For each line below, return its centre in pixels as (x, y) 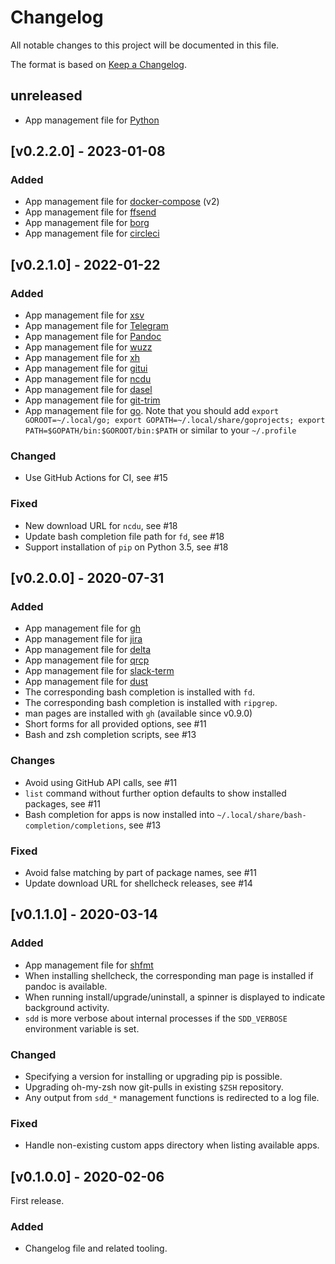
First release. (37, 1201)
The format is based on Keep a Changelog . (98, 64)
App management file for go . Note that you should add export (152, 411)
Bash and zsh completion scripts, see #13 (110, 735)
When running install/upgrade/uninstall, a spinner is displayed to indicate (175, 997)
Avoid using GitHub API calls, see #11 (101, 782)
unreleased (46, 96)
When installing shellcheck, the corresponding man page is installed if (169, 975)
